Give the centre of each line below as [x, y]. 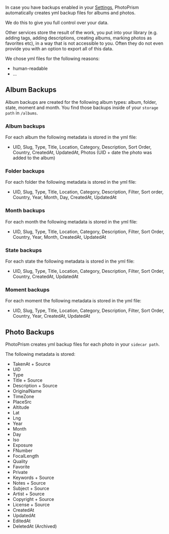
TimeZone [23, 397]
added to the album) [34, 158]
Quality [20, 461]
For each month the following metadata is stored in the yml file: [71, 221]
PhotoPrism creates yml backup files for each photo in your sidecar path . [82, 344]
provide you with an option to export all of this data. [59, 49]
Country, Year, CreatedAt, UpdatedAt [51, 316]
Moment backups [27, 290]
